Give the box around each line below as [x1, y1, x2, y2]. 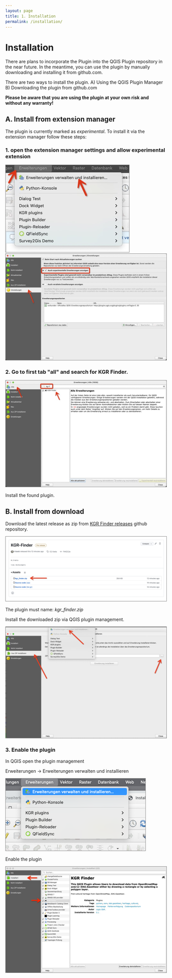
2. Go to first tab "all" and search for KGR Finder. [5, 368, 129, 375]
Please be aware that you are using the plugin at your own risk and [5, 94, 149, 101]
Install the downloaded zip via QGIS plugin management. [5, 616, 125, 623]
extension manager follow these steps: [5, 134, 87, 140]
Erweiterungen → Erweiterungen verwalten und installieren [5, 768, 129, 774]
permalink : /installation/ [5, 19, 63, 24]
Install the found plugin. [5, 492, 55, 498]
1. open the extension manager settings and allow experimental [5, 147, 165, 154]
